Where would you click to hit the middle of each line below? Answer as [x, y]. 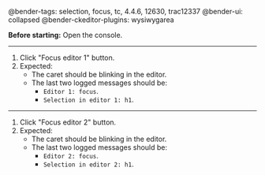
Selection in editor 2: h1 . [88, 164]
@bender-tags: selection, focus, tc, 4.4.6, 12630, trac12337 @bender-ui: [125, 11]
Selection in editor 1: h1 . [88, 99]
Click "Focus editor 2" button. [68, 122]
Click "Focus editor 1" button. [67, 58]
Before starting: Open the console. [65, 35]
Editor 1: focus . [71, 91]
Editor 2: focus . [71, 156]
